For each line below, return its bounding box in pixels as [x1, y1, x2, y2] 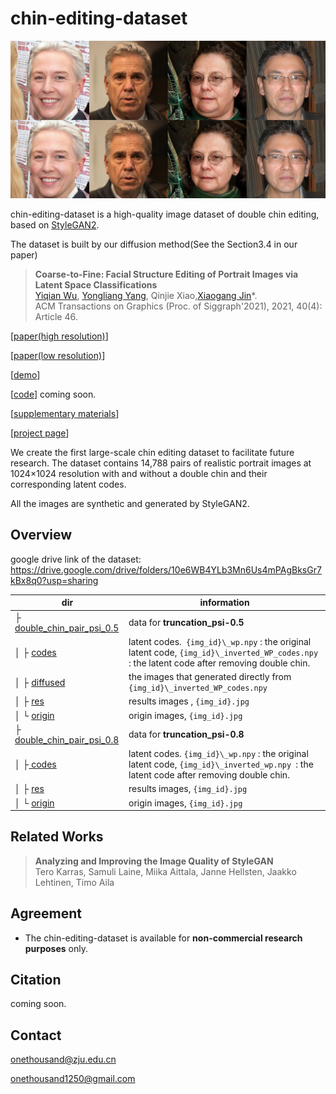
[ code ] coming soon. [10, 388, 97, 400]
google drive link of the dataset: [10, 553, 142, 565]
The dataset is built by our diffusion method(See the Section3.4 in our [10, 238, 298, 250]
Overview [10, 527, 73, 544]
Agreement [10, 905, 82, 922]
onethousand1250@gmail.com [10, 1073, 136, 1085]
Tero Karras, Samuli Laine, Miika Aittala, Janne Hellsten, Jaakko [34, 865, 297, 877]
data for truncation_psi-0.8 [128, 728, 245, 741]
